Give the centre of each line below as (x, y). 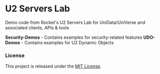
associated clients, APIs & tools (37, 27)
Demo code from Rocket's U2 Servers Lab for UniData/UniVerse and (75, 22)
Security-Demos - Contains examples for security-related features (74, 37)
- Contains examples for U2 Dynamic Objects (68, 42)
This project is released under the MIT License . (53, 66)
